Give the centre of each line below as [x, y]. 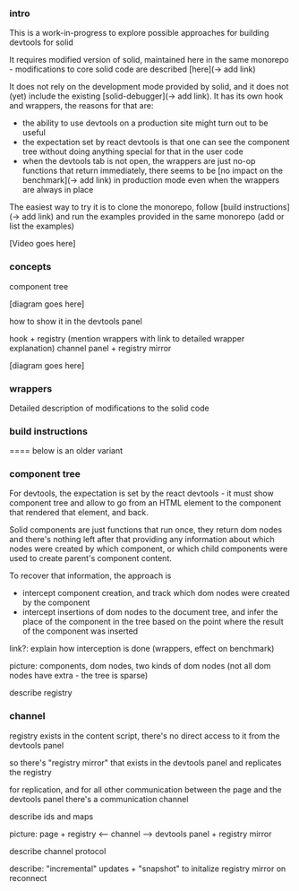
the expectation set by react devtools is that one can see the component [156, 143]
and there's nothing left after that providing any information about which [142, 540]
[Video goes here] [43, 244]
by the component [56, 602]
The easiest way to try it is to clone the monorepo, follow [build [125, 207]
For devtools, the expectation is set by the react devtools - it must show [142, 493]
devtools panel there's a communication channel [99, 799]
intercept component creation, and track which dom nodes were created [156, 593]
